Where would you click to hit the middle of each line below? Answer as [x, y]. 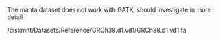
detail [15, 17]
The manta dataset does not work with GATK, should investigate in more [109, 10]
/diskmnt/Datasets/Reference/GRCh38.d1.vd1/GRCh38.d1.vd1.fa [97, 30]
